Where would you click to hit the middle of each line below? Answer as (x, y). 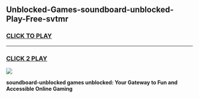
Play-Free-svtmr (37, 19)
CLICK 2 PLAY (27, 58)
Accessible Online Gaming (39, 88)
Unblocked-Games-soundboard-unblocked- (90, 10)
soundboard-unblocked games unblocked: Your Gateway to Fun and (92, 82)
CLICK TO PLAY (29, 36)
